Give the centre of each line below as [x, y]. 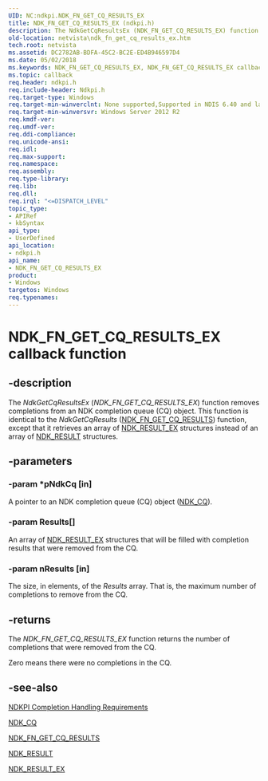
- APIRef [23, 216]
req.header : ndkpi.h [43, 82]
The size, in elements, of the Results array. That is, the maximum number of [132, 586]
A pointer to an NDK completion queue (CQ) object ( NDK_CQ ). [110, 501]
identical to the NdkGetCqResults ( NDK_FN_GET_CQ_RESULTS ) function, [128, 419]
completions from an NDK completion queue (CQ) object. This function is [128, 411]
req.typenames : [33, 298]
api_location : [32, 246]
